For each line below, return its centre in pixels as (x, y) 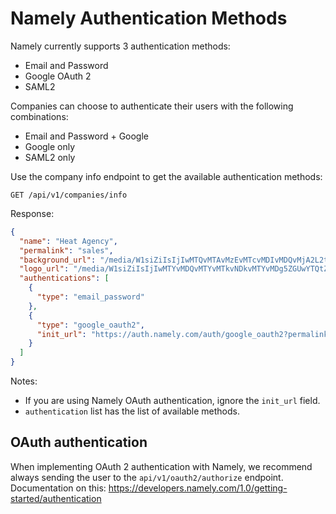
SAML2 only (50, 157)
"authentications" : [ (64, 278)
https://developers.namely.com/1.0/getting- (198, 488)
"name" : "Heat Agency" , (68, 241)
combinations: (39, 116)
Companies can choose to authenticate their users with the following (152, 106)
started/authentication (56, 498)
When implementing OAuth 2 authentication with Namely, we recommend (161, 466)
